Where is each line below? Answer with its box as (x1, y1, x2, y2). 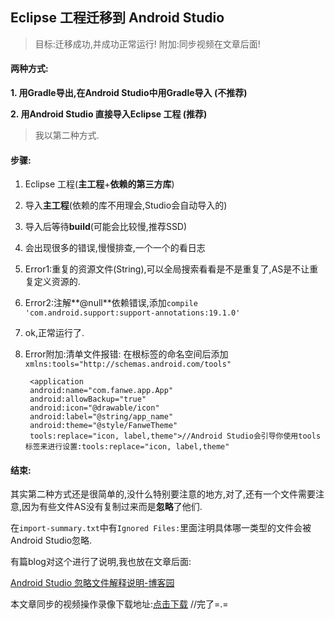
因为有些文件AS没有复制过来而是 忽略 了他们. (21, 501, 203, 513)
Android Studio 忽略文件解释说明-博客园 (10, 577, 175, 589)
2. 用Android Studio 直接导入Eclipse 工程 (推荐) (10, 108, 208, 120)
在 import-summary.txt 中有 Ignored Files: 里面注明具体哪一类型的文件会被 (10, 522, 312, 534)
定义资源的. (33, 276, 81, 288)
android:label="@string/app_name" (29, 412, 174, 422)
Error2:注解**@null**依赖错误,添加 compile (24, 297, 198, 309)
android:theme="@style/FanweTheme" (29, 421, 178, 431)
